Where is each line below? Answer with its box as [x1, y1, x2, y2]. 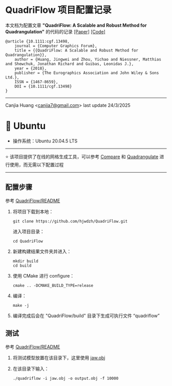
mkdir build [12, 259, 38, 264]
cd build [12, 263, 32, 268]
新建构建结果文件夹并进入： [12, 248, 72, 254]
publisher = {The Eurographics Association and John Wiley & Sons [14, 70, 159, 76]
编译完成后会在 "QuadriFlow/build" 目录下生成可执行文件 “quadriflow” [12, 313, 160, 319]
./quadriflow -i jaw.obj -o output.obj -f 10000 [12, 376, 119, 381]
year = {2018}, [14, 66, 47, 71]
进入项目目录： [12, 228, 45, 234]
